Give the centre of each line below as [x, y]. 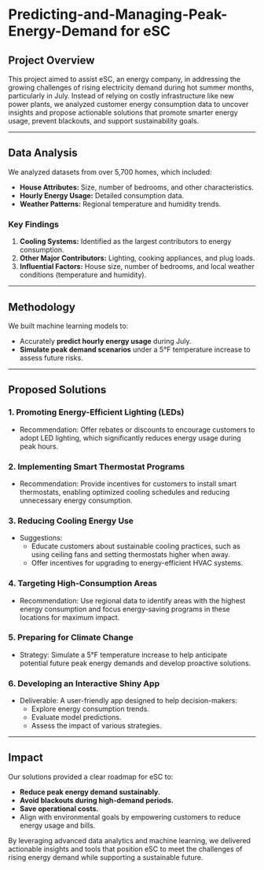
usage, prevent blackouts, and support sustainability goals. [104, 121]
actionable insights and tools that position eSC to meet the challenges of [125, 849]
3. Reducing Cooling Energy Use [71, 521]
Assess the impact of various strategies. [96, 726]
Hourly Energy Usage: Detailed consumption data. [102, 195]
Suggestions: [41, 538]
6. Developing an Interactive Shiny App [84, 684]
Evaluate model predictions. [76, 717]
